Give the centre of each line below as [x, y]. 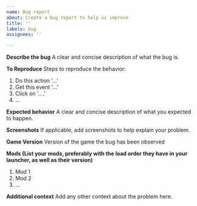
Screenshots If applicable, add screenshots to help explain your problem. [98, 130]
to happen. [20, 118]
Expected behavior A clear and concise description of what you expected [99, 112]
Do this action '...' [37, 81]
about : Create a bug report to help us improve [68, 18]
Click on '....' [30, 94]
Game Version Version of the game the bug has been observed [85, 142]
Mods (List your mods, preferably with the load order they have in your [97, 154]
